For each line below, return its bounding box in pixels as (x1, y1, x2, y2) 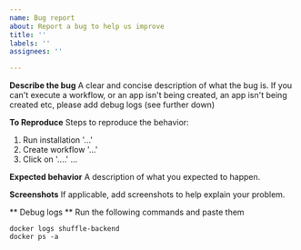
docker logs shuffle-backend (9, 225, 120, 234)
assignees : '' (9, 47, 64, 56)
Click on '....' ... (22, 154, 78, 165)
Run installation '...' (22, 135, 94, 145)
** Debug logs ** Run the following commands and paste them (9, 206, 245, 218)
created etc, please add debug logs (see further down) (9, 99, 216, 110)
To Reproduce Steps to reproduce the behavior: (9, 117, 189, 128)
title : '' (9, 30, 47, 39)
